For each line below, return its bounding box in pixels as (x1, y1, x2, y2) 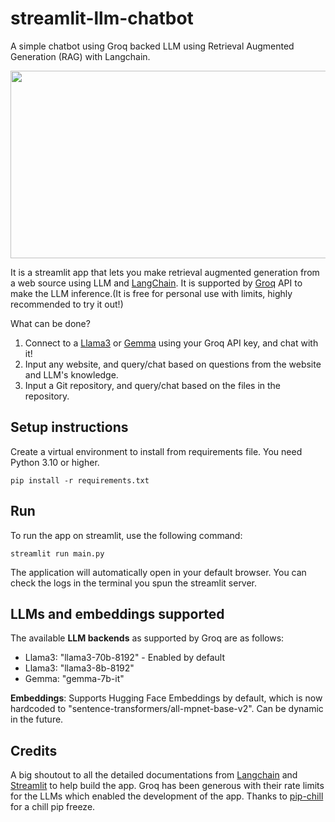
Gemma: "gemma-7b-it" (24, 673, 125, 685)
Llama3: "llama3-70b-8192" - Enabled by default (24, 652, 226, 664)
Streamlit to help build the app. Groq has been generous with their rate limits (10, 780, 325, 792)
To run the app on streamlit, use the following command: (10, 529, 243, 541)
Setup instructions (10, 419, 129, 436)
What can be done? (10, 317, 91, 329)
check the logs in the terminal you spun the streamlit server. (10, 577, 258, 589)
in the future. (10, 713, 64, 726)
